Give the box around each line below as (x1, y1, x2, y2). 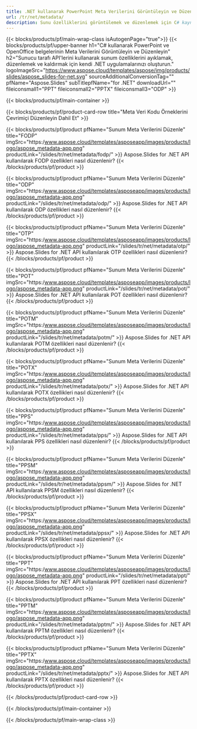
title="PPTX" (6, 651, 37, 658)
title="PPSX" (6, 511, 37, 518)
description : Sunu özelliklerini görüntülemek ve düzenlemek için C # (6, 19, 180, 25)
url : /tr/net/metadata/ (6, 14, 64, 20)
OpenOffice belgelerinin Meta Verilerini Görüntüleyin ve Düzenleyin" (6, 48, 171, 55)
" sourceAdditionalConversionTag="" (84, 73, 174, 80)
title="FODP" (6, 132, 38, 139)
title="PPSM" (6, 462, 38, 469)
